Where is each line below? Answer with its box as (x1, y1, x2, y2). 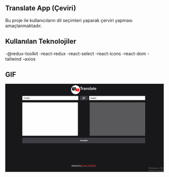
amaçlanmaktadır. (5, 23, 42, 29)
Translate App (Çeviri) (5, 4, 76, 13)
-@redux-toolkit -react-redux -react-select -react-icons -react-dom (5, 50, 146, 57)
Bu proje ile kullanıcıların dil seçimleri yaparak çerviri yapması (5, 17, 133, 23)
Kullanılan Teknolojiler (5, 37, 76, 46)
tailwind (5, 56, 22, 62)
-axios (22, 56, 36, 62)
